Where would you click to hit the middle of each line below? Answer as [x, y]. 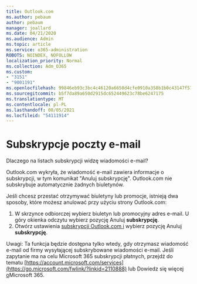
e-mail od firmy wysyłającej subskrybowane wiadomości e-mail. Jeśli [90, 250]
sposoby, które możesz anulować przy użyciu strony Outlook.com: [86, 202]
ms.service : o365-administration [47, 50]
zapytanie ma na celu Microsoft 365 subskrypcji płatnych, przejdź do [89, 256]
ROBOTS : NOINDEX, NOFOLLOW [39, 55]
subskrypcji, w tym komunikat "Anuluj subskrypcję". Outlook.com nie [89, 178]
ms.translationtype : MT [35, 99]
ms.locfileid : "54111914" [38, 115]
